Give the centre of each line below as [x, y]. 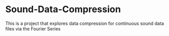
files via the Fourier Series [33, 28]
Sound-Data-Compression [63, 9]
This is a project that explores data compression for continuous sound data [85, 23]
